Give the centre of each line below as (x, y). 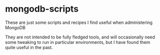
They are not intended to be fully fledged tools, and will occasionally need (80, 37)
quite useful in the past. (29, 47)
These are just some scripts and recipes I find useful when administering (79, 22)
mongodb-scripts (42, 9)
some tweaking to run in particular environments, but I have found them (78, 42)
